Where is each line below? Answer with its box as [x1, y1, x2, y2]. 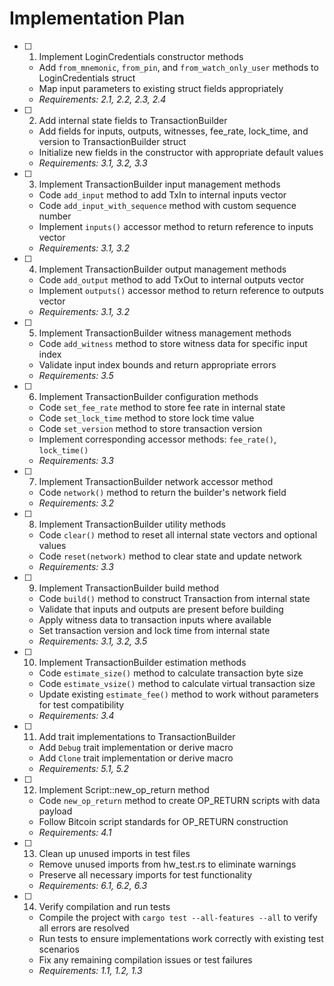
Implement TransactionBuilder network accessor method [38, 475, 274, 487]
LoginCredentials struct [38, 72, 136, 84]
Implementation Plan [9, 7, 186, 30]
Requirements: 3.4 [38, 709, 115, 721]
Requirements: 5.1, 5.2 [38, 762, 130, 774]
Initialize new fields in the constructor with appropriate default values [38, 146, 324, 158]
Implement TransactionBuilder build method [38, 582, 220, 594]
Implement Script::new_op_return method [38, 783, 210, 796]
